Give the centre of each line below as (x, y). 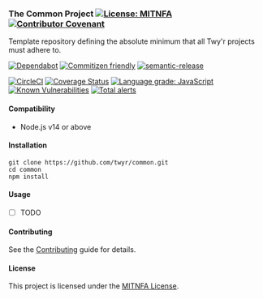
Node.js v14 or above (56, 126)
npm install (28, 177)
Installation (28, 145)
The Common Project (51, 14)
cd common (25, 169)
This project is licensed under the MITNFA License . (94, 286)
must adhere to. (35, 50)
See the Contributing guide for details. (72, 250)
